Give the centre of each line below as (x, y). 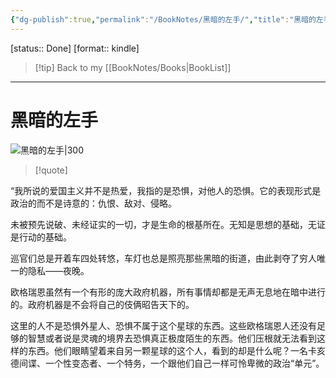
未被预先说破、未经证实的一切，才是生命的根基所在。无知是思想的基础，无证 (168, 224)
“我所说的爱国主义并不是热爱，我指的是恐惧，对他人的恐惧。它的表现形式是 (166, 190)
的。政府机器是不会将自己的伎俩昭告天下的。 (102, 304)
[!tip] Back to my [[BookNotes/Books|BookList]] (133, 67)
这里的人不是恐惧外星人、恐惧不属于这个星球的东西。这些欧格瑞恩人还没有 (163, 325)
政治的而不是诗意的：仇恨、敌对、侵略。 (93, 203)
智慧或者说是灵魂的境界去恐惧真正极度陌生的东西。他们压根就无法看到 (172, 338)
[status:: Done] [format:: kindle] (75, 48)
